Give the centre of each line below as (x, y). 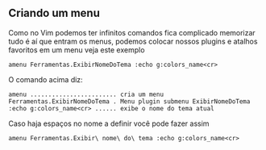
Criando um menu (54, 13)
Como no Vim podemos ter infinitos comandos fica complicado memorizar (132, 32)
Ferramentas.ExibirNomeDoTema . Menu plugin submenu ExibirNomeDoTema (129, 101)
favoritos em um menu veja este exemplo (77, 50)
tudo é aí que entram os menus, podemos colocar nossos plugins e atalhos (133, 41)
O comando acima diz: (46, 79)
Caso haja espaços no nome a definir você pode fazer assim (109, 123)
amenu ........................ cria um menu (86, 94)
